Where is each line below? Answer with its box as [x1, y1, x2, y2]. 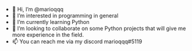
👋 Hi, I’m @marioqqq [12, 6, 64, 13]
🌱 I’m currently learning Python [12, 19, 90, 25]
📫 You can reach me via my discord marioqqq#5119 [12, 38, 142, 45]
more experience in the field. [12, 31, 84, 38]
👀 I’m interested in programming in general [12, 12, 119, 19]
